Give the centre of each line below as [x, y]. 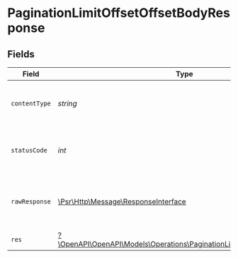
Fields [21, 54]
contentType [31, 104]
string [68, 104]
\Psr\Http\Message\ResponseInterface [122, 201]
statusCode [29, 150]
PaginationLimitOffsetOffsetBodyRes [119, 13]
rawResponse [31, 202]
